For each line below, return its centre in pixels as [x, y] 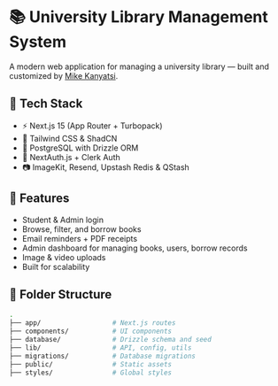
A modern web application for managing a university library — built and [139, 66]
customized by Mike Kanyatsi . [64, 75]
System [38, 42]
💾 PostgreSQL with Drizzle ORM [80, 148]
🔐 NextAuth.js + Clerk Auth [71, 157]
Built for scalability [56, 266]
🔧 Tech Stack [46, 104]
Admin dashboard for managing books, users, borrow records [135, 248]
